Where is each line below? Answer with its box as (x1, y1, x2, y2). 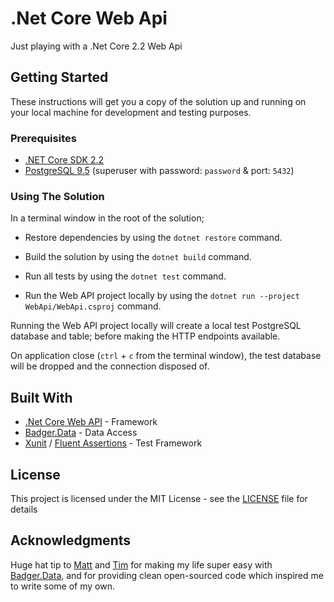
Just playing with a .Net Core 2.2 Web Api (10, 40, 183, 52)
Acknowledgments (10, 532, 132, 549)
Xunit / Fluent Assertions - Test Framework (24, 437, 203, 449)
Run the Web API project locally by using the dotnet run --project (24, 290, 300, 302)
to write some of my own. (10, 580, 116, 592)
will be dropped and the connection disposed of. (10, 360, 210, 372)
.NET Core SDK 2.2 (24, 154, 105, 166)
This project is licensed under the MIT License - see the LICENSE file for (10, 492, 308, 504)
